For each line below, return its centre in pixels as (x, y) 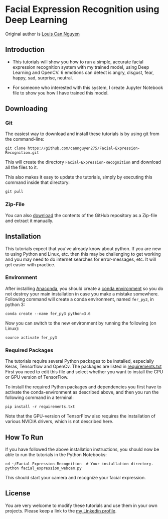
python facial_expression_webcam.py (43, 468)
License (18, 493)
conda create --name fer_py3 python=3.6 (48, 314)
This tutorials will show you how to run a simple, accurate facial (78, 62)
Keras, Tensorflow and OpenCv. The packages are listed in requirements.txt (83, 367)
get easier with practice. (30, 264)
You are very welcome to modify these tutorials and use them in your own (81, 505)
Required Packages (29, 350)
